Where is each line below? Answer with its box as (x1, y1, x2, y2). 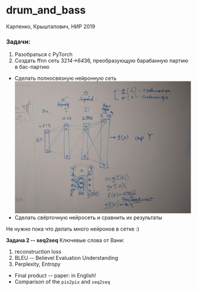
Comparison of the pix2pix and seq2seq (14, 278, 110, 285)
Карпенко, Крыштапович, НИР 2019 (6, 23, 96, 30)
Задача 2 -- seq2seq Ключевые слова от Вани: (6, 237, 124, 244)
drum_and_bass (6, 4, 86, 17)
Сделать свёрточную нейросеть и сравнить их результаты (14, 214, 162, 221)
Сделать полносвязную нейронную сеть (14, 75, 117, 82)
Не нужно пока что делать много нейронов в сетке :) (6, 225, 140, 232)
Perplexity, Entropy (14, 260, 61, 268)
